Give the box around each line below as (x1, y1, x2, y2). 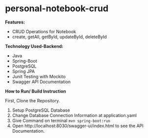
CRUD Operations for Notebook (12, 28, 76, 34)
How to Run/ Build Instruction (5, 88, 66, 94)
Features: (5, 19, 25, 25)
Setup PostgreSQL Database (12, 107, 70, 113)
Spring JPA (12, 68, 35, 74)
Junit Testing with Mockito (12, 73, 66, 79)
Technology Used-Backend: (5, 43, 64, 49)
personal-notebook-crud (5, 3, 109, 14)
